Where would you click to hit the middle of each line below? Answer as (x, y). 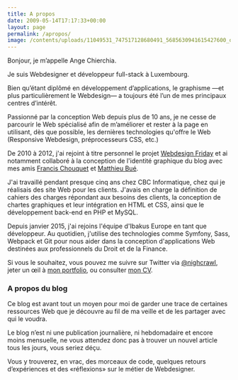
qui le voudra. (27, 319)
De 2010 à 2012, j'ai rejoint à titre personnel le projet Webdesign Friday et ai (118, 153)
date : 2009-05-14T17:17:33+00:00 (57, 21)
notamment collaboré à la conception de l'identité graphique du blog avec (115, 161)
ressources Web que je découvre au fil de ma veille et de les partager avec (117, 311)
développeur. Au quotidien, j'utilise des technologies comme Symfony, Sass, (119, 234)
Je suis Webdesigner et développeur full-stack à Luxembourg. (98, 75)
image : (17, 40)
